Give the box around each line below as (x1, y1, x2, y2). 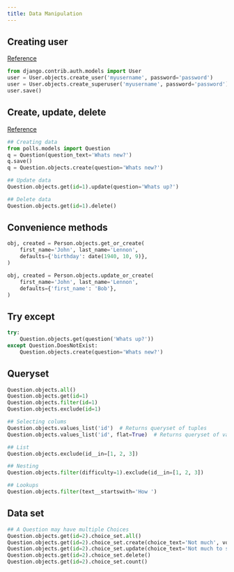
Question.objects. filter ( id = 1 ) (7, 399, 98, 406)
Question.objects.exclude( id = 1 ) (7, 406, 101, 413)
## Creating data (7, 138, 58, 145)
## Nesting (7, 463, 39, 470)
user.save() (7, 88, 42, 95)
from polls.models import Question (7, 145, 111, 152)
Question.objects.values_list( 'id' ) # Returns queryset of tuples (7, 424, 208, 431)
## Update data (7, 177, 52, 184)
